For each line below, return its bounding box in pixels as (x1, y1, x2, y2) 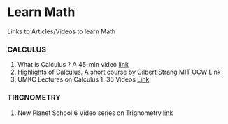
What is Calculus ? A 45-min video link (17, 61, 129, 69)
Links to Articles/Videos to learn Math (7, 27, 116, 36)
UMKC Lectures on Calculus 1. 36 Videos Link (17, 75, 150, 84)
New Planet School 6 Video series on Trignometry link (17, 109, 173, 117)
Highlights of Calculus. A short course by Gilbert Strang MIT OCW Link (17, 68, 222, 77)
